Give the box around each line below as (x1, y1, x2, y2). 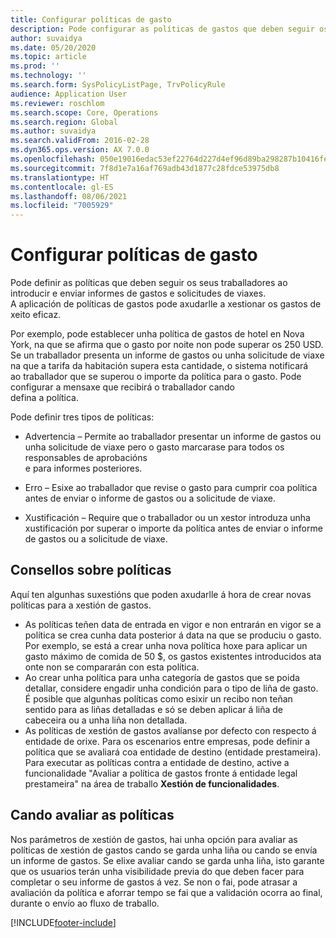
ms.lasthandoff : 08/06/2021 (10, 191, 128, 201)
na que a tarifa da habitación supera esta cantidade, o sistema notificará (10, 360, 309, 372)
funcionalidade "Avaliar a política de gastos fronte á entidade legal (24, 767, 298, 779)
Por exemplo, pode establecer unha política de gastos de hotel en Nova (10, 328, 305, 340)
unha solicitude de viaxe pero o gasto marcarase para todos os (24, 441, 285, 453)
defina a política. (10, 392, 79, 404)
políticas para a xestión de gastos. (10, 599, 152, 611)
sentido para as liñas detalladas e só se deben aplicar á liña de (24, 703, 284, 715)
